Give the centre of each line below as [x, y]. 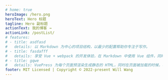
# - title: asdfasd [25, 42]
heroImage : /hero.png [28, 14]
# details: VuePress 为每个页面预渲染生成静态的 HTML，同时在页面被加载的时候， [84, 65]
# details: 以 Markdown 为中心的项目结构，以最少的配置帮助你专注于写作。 [77, 47]
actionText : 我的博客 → [28, 28]
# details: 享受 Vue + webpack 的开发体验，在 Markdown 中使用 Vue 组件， [81, 56]
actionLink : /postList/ [30, 33]
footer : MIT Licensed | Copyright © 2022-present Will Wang [69, 70]
